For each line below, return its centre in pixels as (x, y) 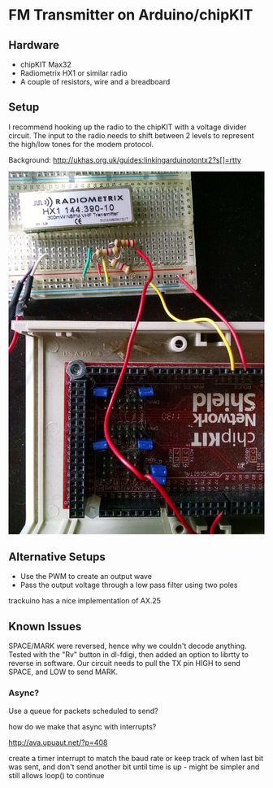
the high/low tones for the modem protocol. (81, 144)
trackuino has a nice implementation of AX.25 (84, 601)
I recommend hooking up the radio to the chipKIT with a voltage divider (128, 127)
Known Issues (45, 627)
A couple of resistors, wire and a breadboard (95, 82)
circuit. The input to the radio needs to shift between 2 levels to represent (131, 135)
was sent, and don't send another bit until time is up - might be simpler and (134, 767)
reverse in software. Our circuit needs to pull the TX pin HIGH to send (125, 664)
